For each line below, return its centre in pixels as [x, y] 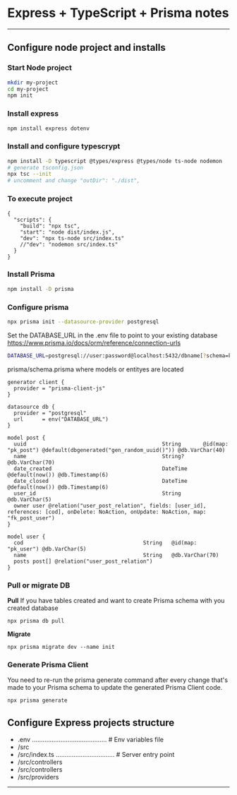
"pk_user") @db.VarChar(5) [47, 549]
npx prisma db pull [36, 621]
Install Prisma [31, 275]
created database [33, 608]
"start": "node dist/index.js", [67, 232]
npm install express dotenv [49, 128]
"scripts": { [33, 220]
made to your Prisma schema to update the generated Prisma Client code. [115, 688]
